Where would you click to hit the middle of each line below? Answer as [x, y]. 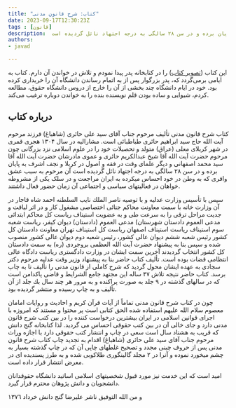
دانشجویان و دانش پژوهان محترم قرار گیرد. [64, 383]
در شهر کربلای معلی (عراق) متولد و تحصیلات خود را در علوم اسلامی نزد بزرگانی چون [118, 149]
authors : [21, 40]
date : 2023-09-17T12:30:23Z [49, 20]
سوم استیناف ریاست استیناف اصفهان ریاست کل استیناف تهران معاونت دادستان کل [116, 229]
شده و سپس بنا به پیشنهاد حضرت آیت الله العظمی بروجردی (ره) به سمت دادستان [114, 244]
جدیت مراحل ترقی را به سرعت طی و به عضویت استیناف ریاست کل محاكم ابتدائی [115, 214]
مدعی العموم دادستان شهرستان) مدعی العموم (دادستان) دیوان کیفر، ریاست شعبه [114, 222]
